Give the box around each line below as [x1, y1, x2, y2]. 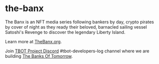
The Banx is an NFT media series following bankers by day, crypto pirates [5, 19, 154, 25]
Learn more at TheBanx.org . [5, 38, 62, 44]
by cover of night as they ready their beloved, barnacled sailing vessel [5, 24, 147, 30]
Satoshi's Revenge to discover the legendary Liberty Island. [5, 29, 126, 35]
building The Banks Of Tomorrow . [5, 53, 73, 59]
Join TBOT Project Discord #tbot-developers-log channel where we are [5, 48, 150, 54]
